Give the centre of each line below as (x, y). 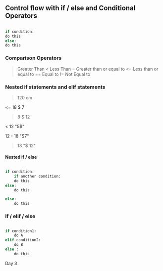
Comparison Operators (33, 58)
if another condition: (37, 176)
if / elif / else (20, 216)
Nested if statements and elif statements (55, 87)
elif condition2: (23, 240)
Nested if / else (21, 157)
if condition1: (21, 231)
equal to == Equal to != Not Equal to (54, 74)
